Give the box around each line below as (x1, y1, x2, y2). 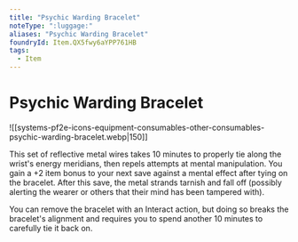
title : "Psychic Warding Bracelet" (9, 12, 141, 22)
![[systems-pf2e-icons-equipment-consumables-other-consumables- (9, 122, 265, 133)
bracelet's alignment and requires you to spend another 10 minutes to (9, 213, 263, 223)
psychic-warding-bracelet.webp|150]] (9, 131, 148, 142)
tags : (9, 46, 29, 55)
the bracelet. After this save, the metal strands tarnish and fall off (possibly (9, 177, 282, 188)
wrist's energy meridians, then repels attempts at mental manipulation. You (9, 157, 283, 169)
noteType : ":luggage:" (9, 21, 93, 30)
